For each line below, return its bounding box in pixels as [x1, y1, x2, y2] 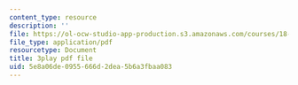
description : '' [9, 21, 69, 30]
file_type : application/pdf [9, 37, 114, 47]
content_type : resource [9, 12, 98, 22]
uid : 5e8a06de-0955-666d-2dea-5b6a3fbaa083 [9, 63, 173, 72]
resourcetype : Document [9, 46, 98, 55]
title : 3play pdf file [9, 54, 93, 63]
